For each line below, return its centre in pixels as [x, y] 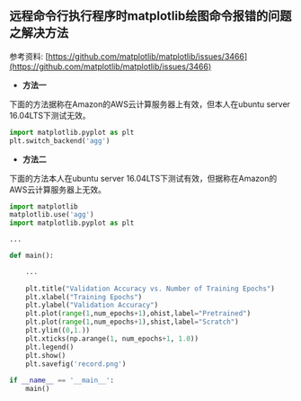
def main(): [31, 256]
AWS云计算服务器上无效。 [58, 189]
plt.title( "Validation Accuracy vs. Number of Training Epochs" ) [150, 289]
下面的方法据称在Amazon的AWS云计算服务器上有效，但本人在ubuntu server [150, 104]
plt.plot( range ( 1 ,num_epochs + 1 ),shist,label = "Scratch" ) [133, 322]
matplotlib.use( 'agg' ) [52, 215]
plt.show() [46, 355]
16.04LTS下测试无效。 [50, 115]
